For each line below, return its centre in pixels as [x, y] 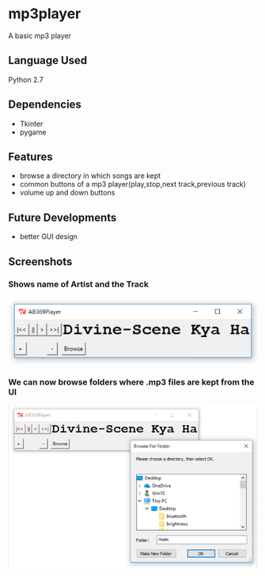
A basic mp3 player [40, 36]
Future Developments [62, 217]
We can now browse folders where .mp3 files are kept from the [131, 382]
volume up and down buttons [67, 193]
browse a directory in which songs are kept [90, 176]
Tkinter [31, 123]
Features [30, 156]
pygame [33, 132]
